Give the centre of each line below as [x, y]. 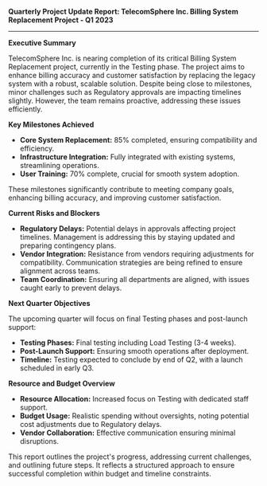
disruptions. [39, 441]
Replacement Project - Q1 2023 [61, 20]
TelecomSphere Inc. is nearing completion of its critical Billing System [122, 58]
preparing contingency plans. [68, 245]
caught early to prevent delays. [71, 288]
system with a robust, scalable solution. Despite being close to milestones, [130, 84]
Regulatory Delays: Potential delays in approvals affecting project [128, 229]
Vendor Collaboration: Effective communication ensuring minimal [128, 433]
